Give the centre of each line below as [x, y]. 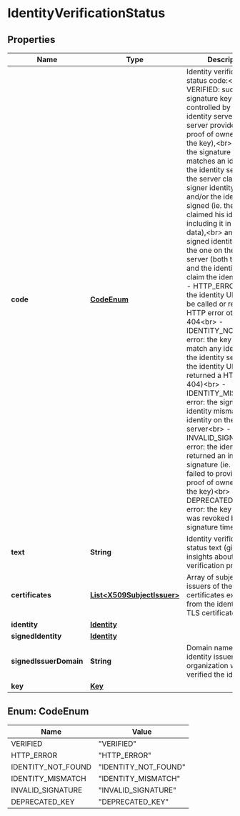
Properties [31, 40]
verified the [206, 675]
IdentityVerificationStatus [86, 13]
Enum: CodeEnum [48, 711]
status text [204, 548]
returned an [206, 456]
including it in [209, 223]
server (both [207, 259]
